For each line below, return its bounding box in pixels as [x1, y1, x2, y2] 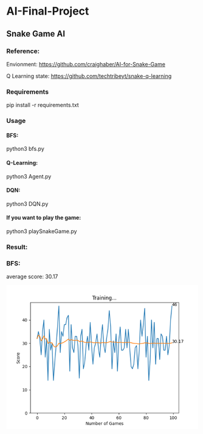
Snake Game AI [6, 29, 66, 39]
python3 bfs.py [6, 145, 44, 153]
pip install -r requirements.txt [6, 102, 79, 109]
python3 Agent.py [6, 172, 52, 180]
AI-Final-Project [6, 4, 89, 18]
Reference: [6, 47, 40, 55]
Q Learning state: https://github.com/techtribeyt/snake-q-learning [6, 72, 172, 80]
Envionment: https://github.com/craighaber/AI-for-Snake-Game [6, 60, 166, 68]
